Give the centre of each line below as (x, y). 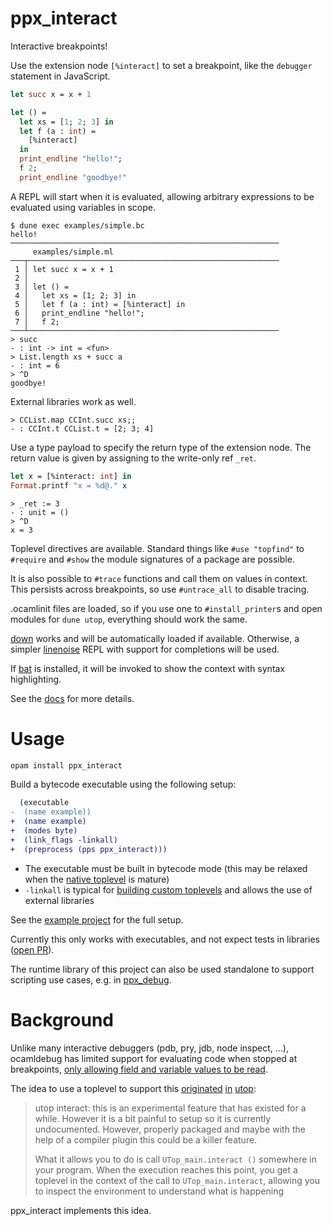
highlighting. (36, 679)
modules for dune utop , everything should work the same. (129, 619)
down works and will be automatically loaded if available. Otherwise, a (155, 638)
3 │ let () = (42, 287)
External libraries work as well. (73, 401)
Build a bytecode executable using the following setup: (123, 784)
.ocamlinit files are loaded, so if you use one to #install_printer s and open (166, 608)
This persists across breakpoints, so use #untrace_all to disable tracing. (160, 589)
